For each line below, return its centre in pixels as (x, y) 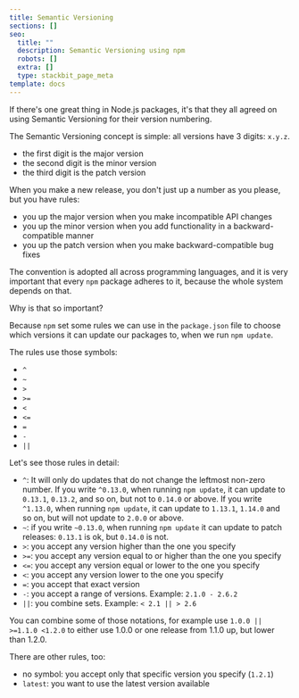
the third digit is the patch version (84, 172)
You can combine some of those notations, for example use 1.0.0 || (136, 620)
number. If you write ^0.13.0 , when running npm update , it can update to (154, 489)
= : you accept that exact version (81, 584)
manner (80, 235)
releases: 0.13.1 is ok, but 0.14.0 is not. (96, 536)
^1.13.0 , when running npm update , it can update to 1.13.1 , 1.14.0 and (151, 508)
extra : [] (35, 68)
